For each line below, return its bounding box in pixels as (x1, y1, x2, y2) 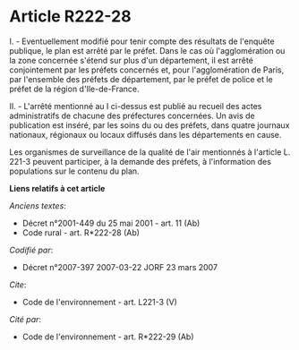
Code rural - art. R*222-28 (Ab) (21, 226, 141, 238)
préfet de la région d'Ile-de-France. (9, 83, 141, 94)
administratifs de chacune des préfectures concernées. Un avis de (9, 110, 255, 121)
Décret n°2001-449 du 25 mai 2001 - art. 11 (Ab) (21, 218, 201, 228)
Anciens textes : (9, 200, 67, 211)
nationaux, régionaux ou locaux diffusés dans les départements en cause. (9, 129, 282, 140)
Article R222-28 (9, 6, 132, 27)
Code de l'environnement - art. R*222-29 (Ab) (21, 331, 194, 342)
